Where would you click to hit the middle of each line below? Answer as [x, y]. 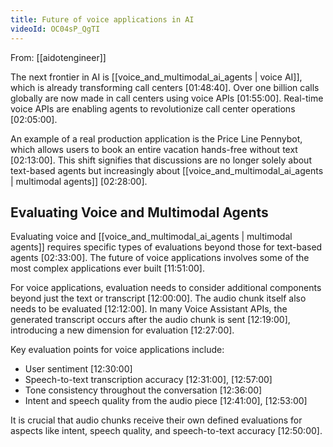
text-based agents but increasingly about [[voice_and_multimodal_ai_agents [167, 170]
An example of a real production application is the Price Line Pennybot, [156, 138]
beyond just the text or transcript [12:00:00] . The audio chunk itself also [158, 298]
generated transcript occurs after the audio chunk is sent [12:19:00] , [150, 320]
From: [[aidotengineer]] [58, 57]
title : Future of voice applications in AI [102, 19]
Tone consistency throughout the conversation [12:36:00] [143, 390]
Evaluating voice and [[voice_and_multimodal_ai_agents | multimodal [151, 237]
